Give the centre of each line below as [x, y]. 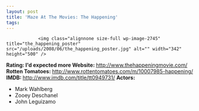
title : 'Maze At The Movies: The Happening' [62, 17]
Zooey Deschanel [36, 96]
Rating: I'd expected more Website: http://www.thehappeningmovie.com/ [97, 65]
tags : [13, 22]
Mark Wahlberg [34, 89]
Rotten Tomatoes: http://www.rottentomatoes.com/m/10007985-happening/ [100, 71]
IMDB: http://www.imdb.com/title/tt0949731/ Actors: [71, 78]
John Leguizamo [35, 102]
